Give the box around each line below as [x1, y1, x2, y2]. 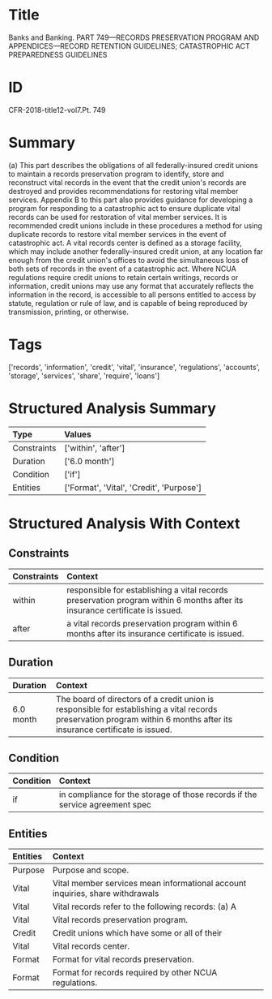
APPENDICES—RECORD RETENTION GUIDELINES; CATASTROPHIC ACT [8, 41, 251, 50]
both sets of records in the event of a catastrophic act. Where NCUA [8, 264, 236, 273]
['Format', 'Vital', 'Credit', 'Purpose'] [64, 481, 202, 493]
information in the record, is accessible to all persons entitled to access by [8, 290, 257, 299]
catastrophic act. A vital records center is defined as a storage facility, [8, 238, 243, 248]
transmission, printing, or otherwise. [8, 307, 130, 316]
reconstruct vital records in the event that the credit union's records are [8, 177, 247, 187]
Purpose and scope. [52, 864, 130, 876]
